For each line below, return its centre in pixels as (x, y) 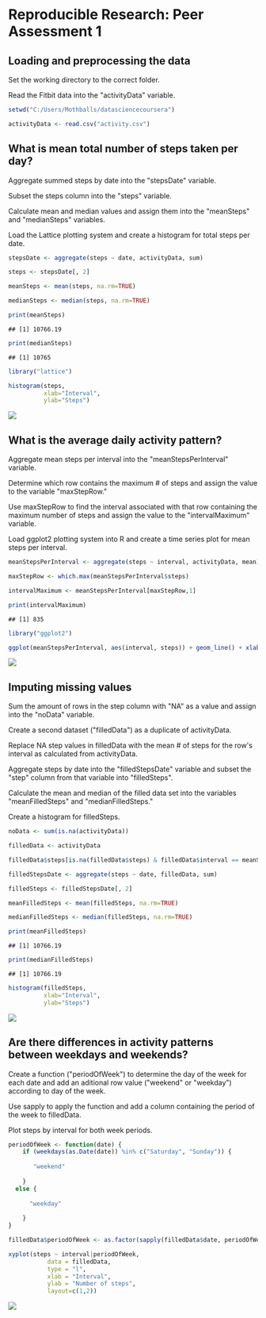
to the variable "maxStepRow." (58, 492)
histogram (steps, (37, 386)
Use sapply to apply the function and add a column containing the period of (131, 1106)
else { (26, 1189)
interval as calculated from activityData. (73, 754)
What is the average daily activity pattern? (115, 440)
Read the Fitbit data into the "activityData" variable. (92, 95)
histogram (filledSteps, (47, 988)
